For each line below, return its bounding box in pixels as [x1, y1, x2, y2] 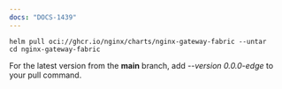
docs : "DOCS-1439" [9, 12, 77, 22]
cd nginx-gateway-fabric [9, 45, 101, 54]
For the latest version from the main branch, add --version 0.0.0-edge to [9, 60, 274, 70]
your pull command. [9, 70, 82, 80]
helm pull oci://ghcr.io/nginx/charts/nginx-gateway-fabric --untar [9, 37, 267, 46]
